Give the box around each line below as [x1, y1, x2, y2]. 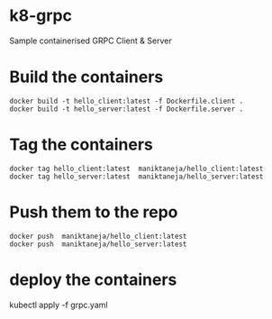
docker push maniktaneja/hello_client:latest [9, 232, 187, 241]
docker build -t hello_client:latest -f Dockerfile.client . [9, 96, 244, 105]
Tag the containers [9, 134, 153, 155]
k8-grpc [9, 5, 72, 26]
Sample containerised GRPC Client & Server [9, 35, 173, 46]
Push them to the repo [9, 202, 178, 222]
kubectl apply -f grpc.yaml [9, 299, 108, 310]
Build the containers [9, 67, 164, 87]
